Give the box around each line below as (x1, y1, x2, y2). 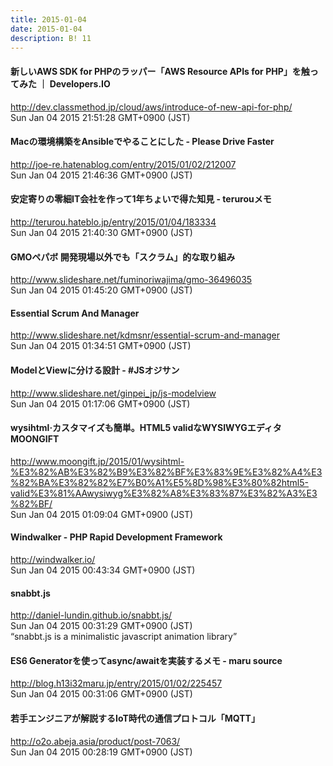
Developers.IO (49, 77, 111, 90)
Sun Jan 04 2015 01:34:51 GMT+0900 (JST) (10, 340, 192, 352)
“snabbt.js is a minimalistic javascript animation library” (10, 631, 238, 643)
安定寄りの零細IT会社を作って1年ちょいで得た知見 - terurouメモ (10, 193, 272, 205)
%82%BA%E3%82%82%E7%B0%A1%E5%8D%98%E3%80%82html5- (10, 476, 309, 488)
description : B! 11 (10, 33, 92, 43)
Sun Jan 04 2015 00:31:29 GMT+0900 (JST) (10, 620, 193, 632)
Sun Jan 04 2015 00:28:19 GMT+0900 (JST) (10, 746, 193, 758)
